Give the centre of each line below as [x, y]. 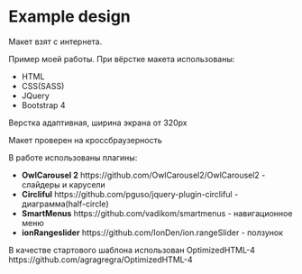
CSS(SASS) [43, 86]
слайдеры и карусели [63, 184]
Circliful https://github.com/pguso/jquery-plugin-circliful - [130, 194]
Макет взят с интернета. [55, 41]
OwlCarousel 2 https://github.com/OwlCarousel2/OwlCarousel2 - [143, 175]
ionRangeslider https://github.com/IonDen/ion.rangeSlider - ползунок [152, 233]
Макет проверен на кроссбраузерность [86, 140]
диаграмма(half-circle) [65, 204]
